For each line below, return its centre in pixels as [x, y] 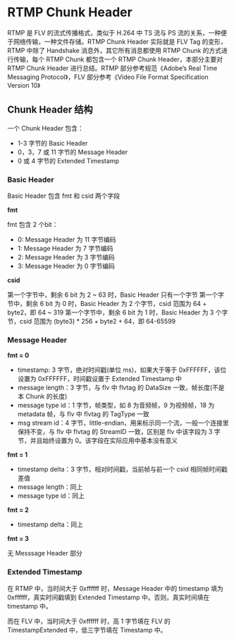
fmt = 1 [18, 455]
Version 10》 [24, 85]
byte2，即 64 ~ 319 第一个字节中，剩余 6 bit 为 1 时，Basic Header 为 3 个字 [118, 312]
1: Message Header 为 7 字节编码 [65, 249]
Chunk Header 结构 [50, 110]
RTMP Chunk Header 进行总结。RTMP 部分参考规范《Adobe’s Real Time [112, 68]
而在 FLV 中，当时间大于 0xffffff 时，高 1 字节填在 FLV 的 [89, 621]
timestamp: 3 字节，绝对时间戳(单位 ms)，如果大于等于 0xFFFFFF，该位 [122, 370]
